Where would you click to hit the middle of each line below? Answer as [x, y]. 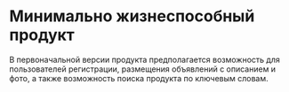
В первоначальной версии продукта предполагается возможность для [144, 59]
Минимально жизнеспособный [132, 16]
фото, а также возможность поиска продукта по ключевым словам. [139, 78]
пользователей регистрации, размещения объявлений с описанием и [143, 69]
